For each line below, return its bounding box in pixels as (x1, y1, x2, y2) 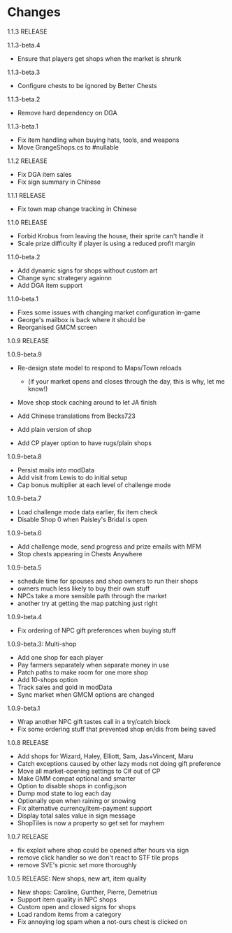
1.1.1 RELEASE (7, 191, 46, 199)
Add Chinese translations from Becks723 (17, 412, 136, 420)
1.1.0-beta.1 (7, 294, 38, 303)
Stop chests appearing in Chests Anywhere (17, 549, 143, 558)
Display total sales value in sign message (17, 811, 136, 820)
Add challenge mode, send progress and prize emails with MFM (17, 542, 202, 551)
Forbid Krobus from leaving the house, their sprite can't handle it (17, 231, 204, 240)
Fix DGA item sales (17, 170, 72, 178)
